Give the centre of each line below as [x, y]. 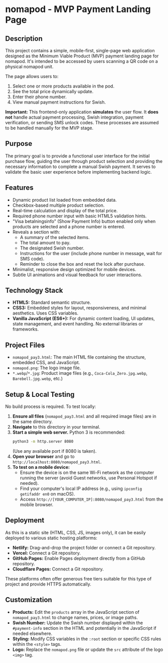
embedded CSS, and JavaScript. [46, 363]
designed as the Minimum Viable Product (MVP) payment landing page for [82, 56]
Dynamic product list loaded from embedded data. [64, 200]
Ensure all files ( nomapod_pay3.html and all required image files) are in [84, 417]
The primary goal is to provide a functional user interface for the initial [77, 156]
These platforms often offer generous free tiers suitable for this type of [78, 578]
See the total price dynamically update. [53, 91]
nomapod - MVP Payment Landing [78, 9]
